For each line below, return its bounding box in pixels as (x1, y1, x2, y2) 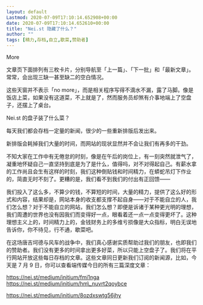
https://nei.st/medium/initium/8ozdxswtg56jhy (6, 292, 121, 299)
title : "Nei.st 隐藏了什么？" (6, 25, 77, 32)
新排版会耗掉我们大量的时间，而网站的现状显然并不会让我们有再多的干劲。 (6, 140, 192, 147)
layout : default (6, 8, 47, 15)
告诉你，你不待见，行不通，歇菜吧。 (6, 226, 97, 233)
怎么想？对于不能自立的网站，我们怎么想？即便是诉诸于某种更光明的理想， (11, 204, 197, 210)
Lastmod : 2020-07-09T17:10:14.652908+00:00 (6, 14, 118, 21)
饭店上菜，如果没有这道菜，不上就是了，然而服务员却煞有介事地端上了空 (6, 94, 186, 101)
